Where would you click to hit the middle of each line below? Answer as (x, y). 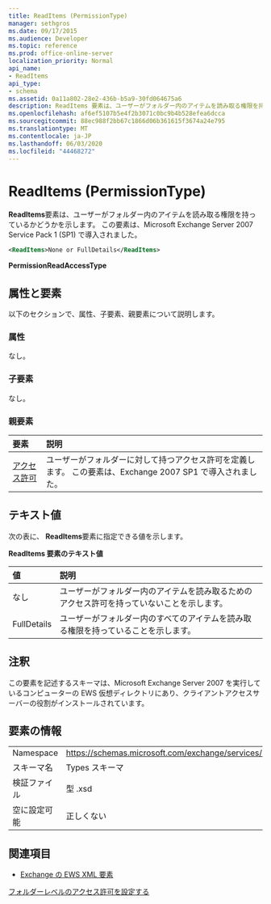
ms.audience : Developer (48, 38)
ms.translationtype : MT (48, 129)
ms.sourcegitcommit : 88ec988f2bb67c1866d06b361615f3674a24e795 (117, 121)
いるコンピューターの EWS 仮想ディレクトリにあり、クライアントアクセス (131, 693)
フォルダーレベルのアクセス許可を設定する (79, 892)
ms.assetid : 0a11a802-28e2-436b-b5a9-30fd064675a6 (95, 99)
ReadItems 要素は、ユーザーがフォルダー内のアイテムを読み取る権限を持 (129, 214)
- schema (23, 91)
